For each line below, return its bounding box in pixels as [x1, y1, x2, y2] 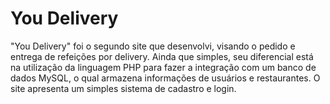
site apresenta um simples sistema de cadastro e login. [10, 82, 237, 94]
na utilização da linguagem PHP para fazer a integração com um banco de [10, 61, 317, 73]
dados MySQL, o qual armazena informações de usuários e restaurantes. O [10, 72, 321, 84]
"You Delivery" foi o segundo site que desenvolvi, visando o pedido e [10, 40, 296, 52]
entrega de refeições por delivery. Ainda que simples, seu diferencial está [10, 50, 314, 62]
